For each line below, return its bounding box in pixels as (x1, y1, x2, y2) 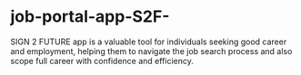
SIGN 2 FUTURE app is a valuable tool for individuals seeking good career (10, 36, 287, 47)
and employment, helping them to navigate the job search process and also (10, 45, 293, 56)
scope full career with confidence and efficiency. (10, 55, 195, 66)
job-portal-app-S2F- (10, 6, 170, 27)
